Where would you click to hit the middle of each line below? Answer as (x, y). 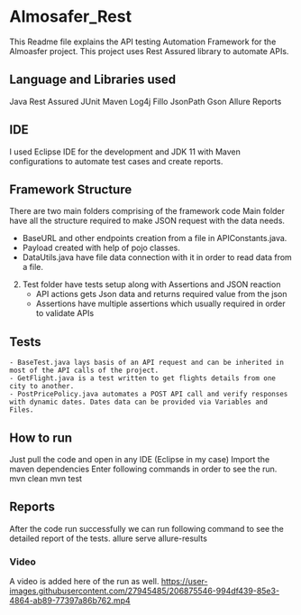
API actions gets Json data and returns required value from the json (161, 294)
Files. (22, 410)
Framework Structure (71, 189)
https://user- (184, 582)
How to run (41, 438)
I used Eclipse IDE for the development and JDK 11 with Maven (125, 152)
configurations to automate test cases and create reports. (116, 161)
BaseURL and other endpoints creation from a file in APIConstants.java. (155, 238)
